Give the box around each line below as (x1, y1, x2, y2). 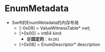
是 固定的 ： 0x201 (26, 36, 60, 42)
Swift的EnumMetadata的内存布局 (11, 19, 79, 25)
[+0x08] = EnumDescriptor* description (19, 41, 101, 47)
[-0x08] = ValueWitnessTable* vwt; (19, 25, 91, 31)
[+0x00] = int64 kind (19, 30, 62, 36)
